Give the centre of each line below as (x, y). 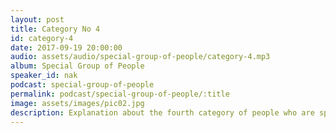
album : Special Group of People (77, 66)
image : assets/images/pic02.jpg (77, 103)
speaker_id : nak (44, 76)
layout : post (37, 19)
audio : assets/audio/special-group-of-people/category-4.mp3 (140, 57)
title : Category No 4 (55, 29)
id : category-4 (42, 38)
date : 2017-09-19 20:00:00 (66, 47)
